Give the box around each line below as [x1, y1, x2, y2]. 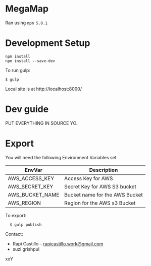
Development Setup [5, 37, 90, 49]
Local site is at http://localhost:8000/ [5, 86, 82, 92]
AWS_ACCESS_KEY [8, 175, 55, 182]
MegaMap [5, 3, 49, 15]
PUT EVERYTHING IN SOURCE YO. [5, 120, 78, 126]
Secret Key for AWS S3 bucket [64, 183, 136, 190]
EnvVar [24, 166, 43, 173]
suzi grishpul [12, 246, 39, 252]
